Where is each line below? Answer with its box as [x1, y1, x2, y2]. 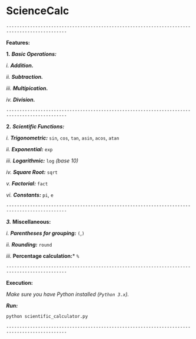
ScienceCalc [6, 4, 69, 18]
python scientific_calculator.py [6, 313, 88, 319]
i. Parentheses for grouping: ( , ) [6, 230, 85, 237]
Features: [6, 39, 31, 46]
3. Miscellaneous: [6, 218, 51, 225]
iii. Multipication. [6, 84, 48, 92]
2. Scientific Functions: [6, 122, 65, 130]
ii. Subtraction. [6, 73, 43, 80]
